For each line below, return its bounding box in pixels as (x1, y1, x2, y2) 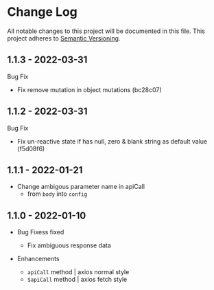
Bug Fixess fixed (16, 228, 64, 236)
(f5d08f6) (16, 144, 45, 153)
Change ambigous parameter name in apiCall (16, 183, 145, 191)
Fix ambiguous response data (27, 241, 112, 249)
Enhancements (16, 255, 60, 263)
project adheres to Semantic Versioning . (7, 34, 121, 42)
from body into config (27, 190, 88, 198)
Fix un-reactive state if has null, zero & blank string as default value (16, 137, 208, 145)
